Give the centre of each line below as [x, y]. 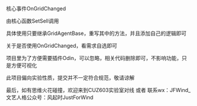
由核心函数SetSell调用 [33, 21]
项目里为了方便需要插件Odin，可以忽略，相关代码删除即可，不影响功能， [94, 58]
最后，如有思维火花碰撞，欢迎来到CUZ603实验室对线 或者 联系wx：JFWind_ [98, 90]
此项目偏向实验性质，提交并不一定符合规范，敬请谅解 [70, 78]
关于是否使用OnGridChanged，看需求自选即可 [62, 46]
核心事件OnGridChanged [36, 8]
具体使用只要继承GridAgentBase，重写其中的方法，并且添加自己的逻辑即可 [96, 33]
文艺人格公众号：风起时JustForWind [50, 97]
